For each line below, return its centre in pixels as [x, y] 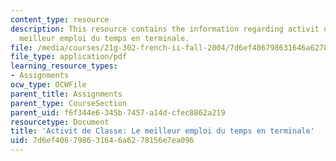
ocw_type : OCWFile [48, 85]
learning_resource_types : [64, 66]
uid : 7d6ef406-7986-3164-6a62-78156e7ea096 [102, 141]
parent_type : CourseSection [69, 103]
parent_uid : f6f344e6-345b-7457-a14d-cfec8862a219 [118, 112]
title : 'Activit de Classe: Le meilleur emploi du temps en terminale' [162, 131]
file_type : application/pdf [69, 57]
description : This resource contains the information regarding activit [165, 29]
